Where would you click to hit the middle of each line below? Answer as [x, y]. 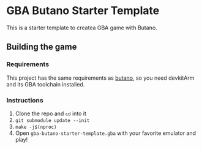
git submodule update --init [52, 120]
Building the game [42, 47]
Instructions [25, 100]
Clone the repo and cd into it [51, 113]
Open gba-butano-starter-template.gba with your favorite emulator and [106, 133]
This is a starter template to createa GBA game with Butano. [82, 28]
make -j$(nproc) [36, 127]
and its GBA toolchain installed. [46, 84]
